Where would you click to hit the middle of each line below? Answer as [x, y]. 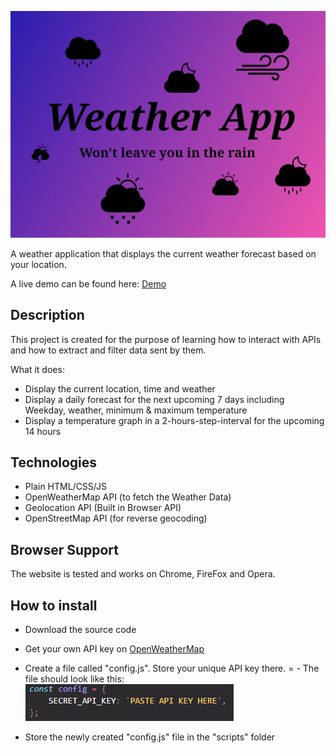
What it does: [37, 369]
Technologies [54, 462]
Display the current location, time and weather [120, 388]
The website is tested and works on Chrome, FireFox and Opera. [143, 574]
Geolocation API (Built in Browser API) [103, 508]
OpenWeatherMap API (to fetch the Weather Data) [128, 497]
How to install [54, 605]
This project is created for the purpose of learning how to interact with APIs [166, 339]
